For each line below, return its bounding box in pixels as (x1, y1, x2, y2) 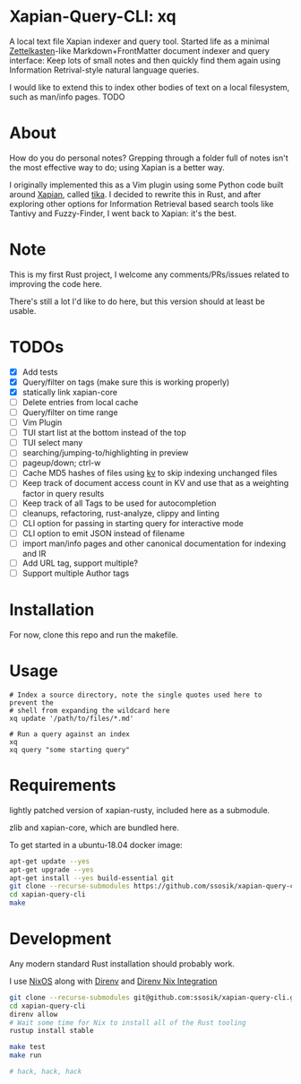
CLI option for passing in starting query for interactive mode (21, 517, 244, 528)
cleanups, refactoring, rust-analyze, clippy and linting (21, 507, 219, 518)
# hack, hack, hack (9, 1067, 82, 1077)
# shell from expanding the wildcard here (9, 706, 170, 715)
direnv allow (9, 1010, 58, 1019)
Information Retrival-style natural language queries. (9, 65, 200, 75)
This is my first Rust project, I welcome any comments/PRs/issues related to (9, 269, 289, 280)
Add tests (21, 366, 58, 377)
